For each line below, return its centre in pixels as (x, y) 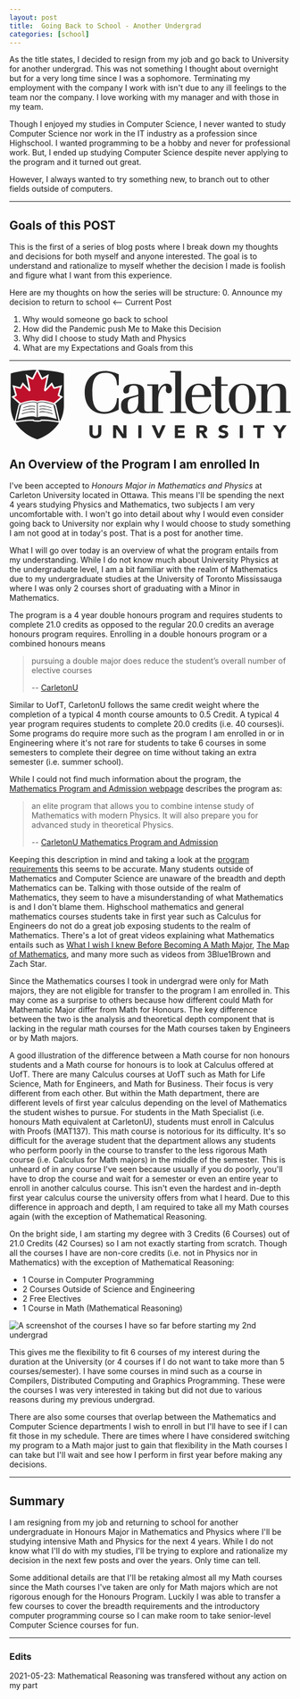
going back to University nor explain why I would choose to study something (150, 524)
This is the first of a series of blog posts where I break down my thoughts (144, 247)
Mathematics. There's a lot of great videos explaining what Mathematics (142, 936)
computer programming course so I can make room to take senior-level (140, 1616)
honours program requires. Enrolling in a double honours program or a (138, 634)
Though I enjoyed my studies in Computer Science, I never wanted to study (148, 124)
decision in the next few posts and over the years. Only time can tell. (135, 1561)
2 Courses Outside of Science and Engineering (108, 1289)
